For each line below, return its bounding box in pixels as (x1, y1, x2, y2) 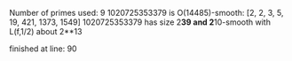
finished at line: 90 (9, 43, 77, 54)
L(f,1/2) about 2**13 (9, 27, 83, 36)
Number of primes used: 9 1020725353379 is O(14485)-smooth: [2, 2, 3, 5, (9, 8, 284, 18)
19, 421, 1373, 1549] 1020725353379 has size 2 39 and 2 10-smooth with (9, 17, 271, 27)
